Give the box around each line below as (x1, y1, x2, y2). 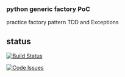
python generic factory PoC (6, 5, 90, 13)
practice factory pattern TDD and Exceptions (6, 19, 119, 26)
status (6, 36, 32, 47)
